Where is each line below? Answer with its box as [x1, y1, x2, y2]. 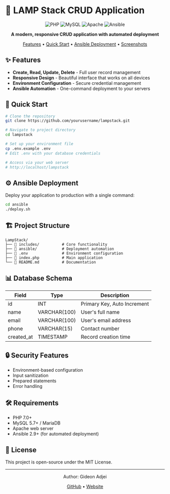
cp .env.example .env [5, 146, 51, 151]
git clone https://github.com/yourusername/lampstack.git [5, 118, 130, 123]
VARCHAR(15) [37, 325, 73, 332]
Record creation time [80, 333, 131, 340]
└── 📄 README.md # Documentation [5, 259, 96, 265]
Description [100, 291, 130, 299]
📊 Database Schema [5, 274, 72, 283]
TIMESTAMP [37, 333, 68, 340]
